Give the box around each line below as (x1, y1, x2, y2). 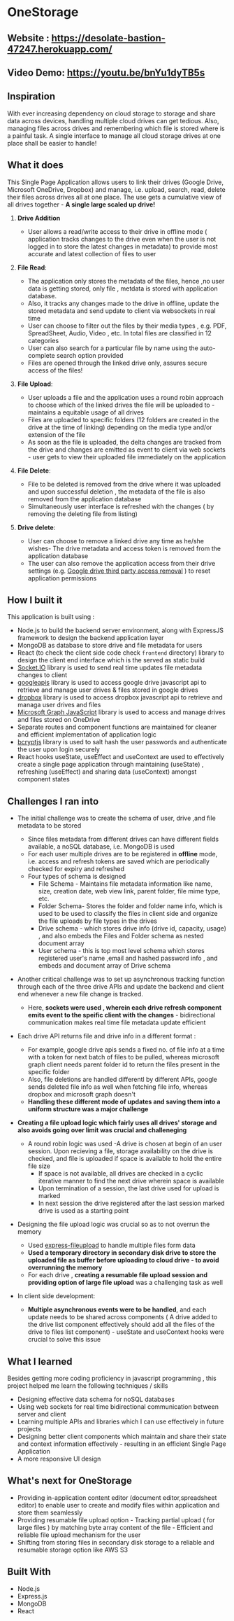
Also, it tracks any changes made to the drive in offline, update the (27, 299, 219, 307)
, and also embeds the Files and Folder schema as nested (38, 932, 204, 940)
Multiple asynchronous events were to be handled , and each (27, 1305, 207, 1314)
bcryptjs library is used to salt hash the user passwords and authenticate (17, 738, 227, 746)
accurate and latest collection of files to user (27, 249, 156, 258)
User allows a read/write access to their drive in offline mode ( (27, 227, 207, 235)
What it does (7, 159, 64, 172)
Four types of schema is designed (27, 872, 126, 881)
